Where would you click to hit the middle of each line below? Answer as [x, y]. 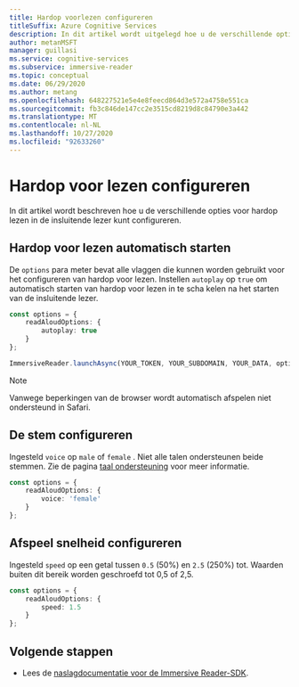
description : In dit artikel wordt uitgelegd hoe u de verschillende [141, 34]
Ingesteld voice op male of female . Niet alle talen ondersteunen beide [137, 456]
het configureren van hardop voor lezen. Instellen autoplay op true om [138, 279]
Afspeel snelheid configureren [96, 543]
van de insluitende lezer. [54, 298]
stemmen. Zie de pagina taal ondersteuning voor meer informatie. [129, 466]
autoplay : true [69, 331]
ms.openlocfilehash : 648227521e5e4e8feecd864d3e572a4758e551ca [129, 100]
